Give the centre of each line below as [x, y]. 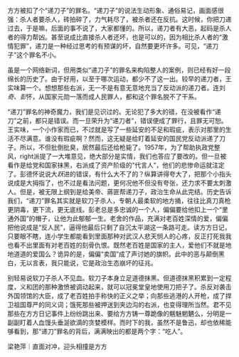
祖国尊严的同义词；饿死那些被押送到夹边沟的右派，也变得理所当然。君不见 [122, 305]
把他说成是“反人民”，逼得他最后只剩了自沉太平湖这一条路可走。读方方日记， [119, 227]
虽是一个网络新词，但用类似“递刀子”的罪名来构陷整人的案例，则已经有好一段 [119, 70]
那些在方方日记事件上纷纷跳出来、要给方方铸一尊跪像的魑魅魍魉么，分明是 [116, 314]
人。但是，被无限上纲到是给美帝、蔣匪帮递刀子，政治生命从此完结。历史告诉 [119, 192]
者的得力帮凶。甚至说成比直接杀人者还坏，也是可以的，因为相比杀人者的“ [115, 37]
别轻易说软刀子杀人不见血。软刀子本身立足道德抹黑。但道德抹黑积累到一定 [116, 278]
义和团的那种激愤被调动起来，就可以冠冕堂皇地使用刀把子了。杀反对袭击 [126, 287]
